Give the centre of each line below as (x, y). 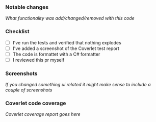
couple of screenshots (29, 90)
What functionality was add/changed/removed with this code (70, 18)
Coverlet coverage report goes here (43, 114)
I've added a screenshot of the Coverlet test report (66, 48)
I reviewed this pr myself (38, 60)
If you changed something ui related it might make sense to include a (78, 85)
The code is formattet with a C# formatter (56, 54)
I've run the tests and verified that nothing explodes (67, 42)
